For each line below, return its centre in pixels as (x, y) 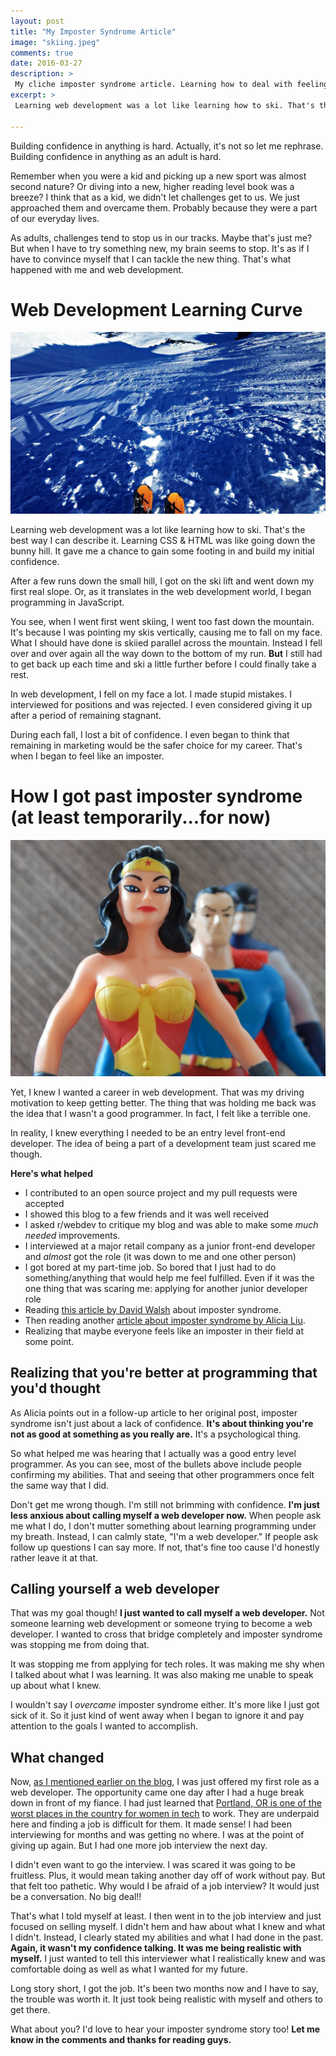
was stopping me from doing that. (80, 1645)
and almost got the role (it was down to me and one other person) (160, 1256)
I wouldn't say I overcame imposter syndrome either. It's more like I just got (165, 1705)
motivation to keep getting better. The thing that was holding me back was (163, 1102)
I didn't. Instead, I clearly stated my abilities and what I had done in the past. (167, 1937)
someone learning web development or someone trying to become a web (161, 1624)
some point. (49, 1341)
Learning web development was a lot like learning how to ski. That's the (158, 529)
